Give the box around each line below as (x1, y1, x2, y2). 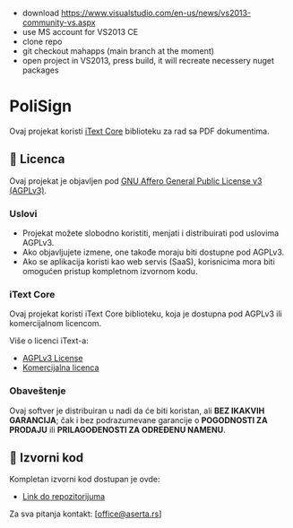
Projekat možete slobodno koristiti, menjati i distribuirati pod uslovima (22, 228, 280, 238)
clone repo (22, 36, 63, 47)
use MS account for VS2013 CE (22, 27, 139, 37)
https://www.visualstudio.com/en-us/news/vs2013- (61, 8, 252, 18)
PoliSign (9, 96, 73, 117)
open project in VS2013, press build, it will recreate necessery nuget (22, 56, 275, 65)
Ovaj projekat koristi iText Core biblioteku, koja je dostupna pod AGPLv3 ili (9, 308, 282, 319)
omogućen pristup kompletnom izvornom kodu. (22, 266, 198, 277)
